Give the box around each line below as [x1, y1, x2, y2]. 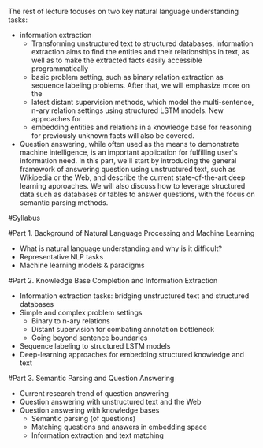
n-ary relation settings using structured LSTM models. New [31, 106, 224, 115]
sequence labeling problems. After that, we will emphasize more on [31, 80, 250, 90]
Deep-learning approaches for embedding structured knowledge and [19, 350, 244, 359]
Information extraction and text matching [31, 431, 164, 440]
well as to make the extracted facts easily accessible [31, 55, 202, 65]
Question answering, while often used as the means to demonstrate [19, 140, 239, 148]
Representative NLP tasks [19, 252, 104, 261]
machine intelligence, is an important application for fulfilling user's [19, 147, 238, 157]
